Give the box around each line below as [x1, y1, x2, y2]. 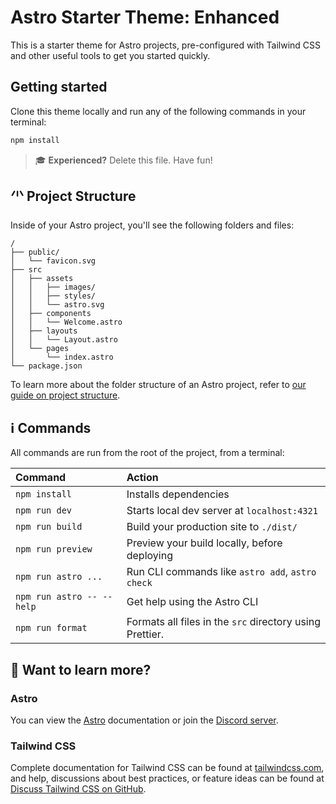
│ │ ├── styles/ [10, 291, 97, 301]
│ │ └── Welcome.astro [10, 317, 123, 328]
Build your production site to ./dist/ [126, 520, 298, 534]
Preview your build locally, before [126, 536, 283, 550]
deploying [126, 549, 173, 563]
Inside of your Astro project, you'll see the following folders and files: [10, 219, 295, 231]
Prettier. [126, 627, 165, 641]
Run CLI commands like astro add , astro [126, 565, 317, 579]
